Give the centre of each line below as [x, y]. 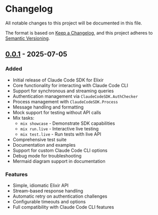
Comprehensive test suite [39, 139]
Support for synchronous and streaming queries [63, 91]
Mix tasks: [23, 118]
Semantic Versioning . [28, 38]
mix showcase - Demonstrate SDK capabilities [68, 123]
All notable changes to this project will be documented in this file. [74, 23]
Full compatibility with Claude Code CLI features [63, 207]
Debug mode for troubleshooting [47, 155]
